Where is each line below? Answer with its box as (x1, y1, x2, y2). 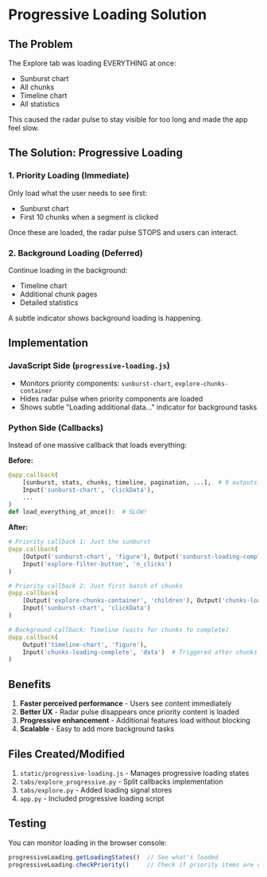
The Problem (8, 37, 73, 51)
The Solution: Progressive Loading (8, 146, 183, 160)
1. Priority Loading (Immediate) (8, 170, 130, 181)
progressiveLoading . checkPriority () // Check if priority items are (8, 860, 254, 869)
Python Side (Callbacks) (8, 422, 104, 433)
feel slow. (8, 123, 40, 132)
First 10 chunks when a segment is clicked (19, 212, 159, 221)
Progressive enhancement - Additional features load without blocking (19, 715, 250, 726)
